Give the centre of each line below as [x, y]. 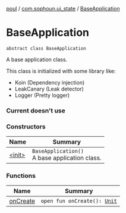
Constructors [26, 126]
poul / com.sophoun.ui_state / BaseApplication [63, 9]
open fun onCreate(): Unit [79, 201]
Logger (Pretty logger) [42, 95]
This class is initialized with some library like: [61, 71]
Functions [21, 176]
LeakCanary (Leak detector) [49, 89]
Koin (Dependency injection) [50, 82]
